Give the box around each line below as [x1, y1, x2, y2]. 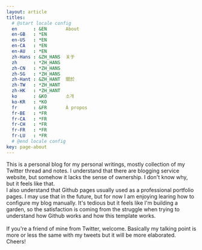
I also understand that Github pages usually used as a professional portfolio [6, 186, 194, 194]
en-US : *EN [11, 37, 47, 43]
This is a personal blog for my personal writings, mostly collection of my [6, 160, 185, 168]
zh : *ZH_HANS [11, 59, 61, 65]
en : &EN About [11, 25, 80, 32]
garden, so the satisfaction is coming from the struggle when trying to [6, 205, 180, 212]
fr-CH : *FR [11, 122, 47, 128]
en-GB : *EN [11, 31, 47, 38]
